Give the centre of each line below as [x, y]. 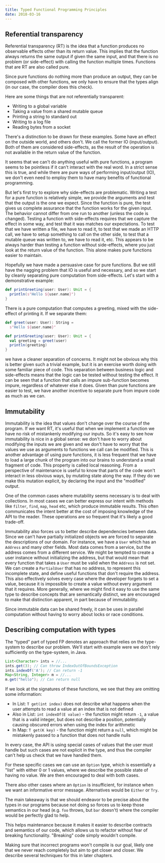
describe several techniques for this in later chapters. [59, 856]
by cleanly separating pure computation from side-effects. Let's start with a [82, 275]
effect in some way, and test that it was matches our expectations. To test [80, 224]
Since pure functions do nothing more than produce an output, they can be [81, 76]
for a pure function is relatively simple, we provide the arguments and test [80, 198]
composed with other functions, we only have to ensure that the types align [82, 82]
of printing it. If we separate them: [52, 313]
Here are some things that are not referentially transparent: [65, 97]
